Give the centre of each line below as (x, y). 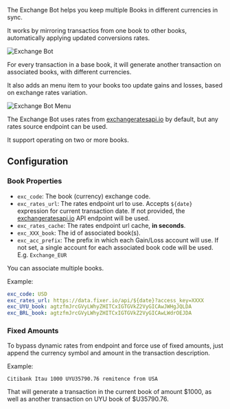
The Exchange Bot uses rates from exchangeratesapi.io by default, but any (113, 119)
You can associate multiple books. (56, 268)
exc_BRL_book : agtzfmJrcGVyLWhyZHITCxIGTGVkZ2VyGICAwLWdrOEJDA (100, 313)
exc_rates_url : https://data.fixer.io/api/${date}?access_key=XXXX (106, 300)
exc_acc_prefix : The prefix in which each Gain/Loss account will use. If (118, 240)
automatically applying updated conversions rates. (79, 38)
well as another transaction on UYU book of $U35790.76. (88, 399)
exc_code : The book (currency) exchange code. (84, 196)
